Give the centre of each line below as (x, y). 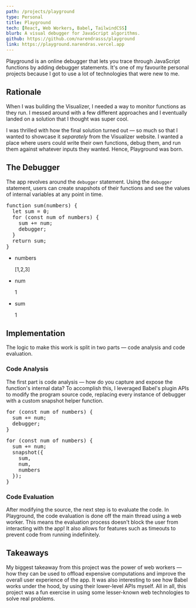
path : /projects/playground (40, 11)
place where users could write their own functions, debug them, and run (93, 142)
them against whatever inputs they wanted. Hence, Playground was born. (95, 149)
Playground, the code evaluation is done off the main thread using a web (94, 516)
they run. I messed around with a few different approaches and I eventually (97, 112)
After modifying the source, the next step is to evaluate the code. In (87, 509)
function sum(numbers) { (42, 205)
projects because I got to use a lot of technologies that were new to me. (93, 74)
